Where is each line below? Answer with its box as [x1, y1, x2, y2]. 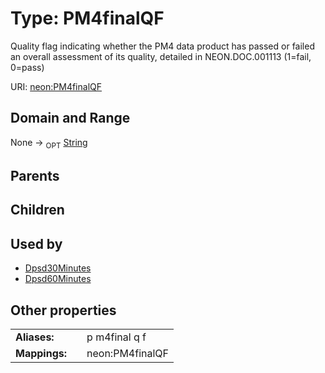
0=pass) [10, 61, 45, 73]
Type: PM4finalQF [10, 7, 165, 30]
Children [10, 202, 65, 219]
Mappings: [15, 346, 68, 360]
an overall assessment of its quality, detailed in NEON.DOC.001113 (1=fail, [10, 50, 312, 62]
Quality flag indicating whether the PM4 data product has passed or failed [10, 40, 315, 52]
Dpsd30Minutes [24, 262, 92, 274]
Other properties [10, 302, 117, 319]
